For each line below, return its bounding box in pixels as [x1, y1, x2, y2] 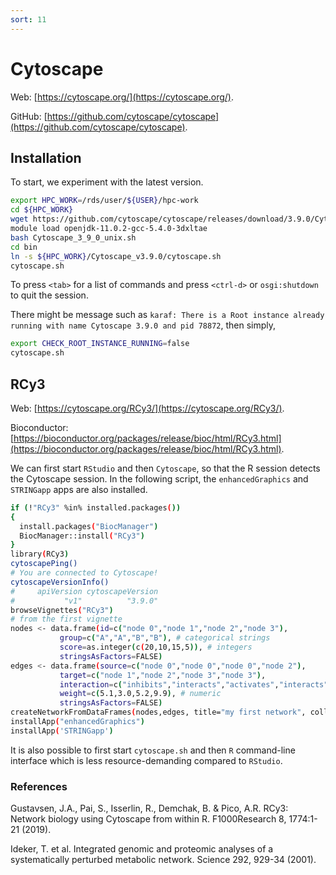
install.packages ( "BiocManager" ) [19, 521, 159, 531]
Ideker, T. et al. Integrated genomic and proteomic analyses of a [10, 843, 274, 855]
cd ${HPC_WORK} [10, 205, 74, 215]
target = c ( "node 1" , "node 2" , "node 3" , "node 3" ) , [59, 670, 267, 680]
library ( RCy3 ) [10, 549, 70, 560]
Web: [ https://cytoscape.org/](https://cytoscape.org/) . [10, 91, 235, 103]
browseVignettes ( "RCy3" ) [10, 605, 114, 615]
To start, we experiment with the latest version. [10, 176, 204, 188]
